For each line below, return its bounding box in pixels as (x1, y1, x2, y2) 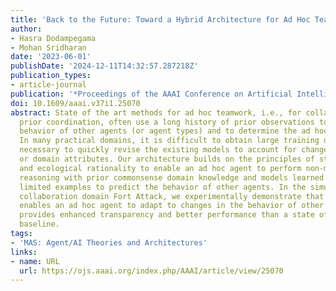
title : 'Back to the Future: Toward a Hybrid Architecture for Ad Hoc (10, 14, 311, 25)
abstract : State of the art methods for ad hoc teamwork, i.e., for (10, 107, 302, 118)
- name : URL (10, 256, 60, 266)
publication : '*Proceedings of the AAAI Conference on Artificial (10, 89, 293, 99)
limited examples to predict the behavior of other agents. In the (19, 182, 307, 192)
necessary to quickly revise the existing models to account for (19, 145, 298, 155)
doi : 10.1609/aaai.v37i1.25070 (10, 98, 141, 108)
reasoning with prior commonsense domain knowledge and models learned (19, 172, 325, 183)
